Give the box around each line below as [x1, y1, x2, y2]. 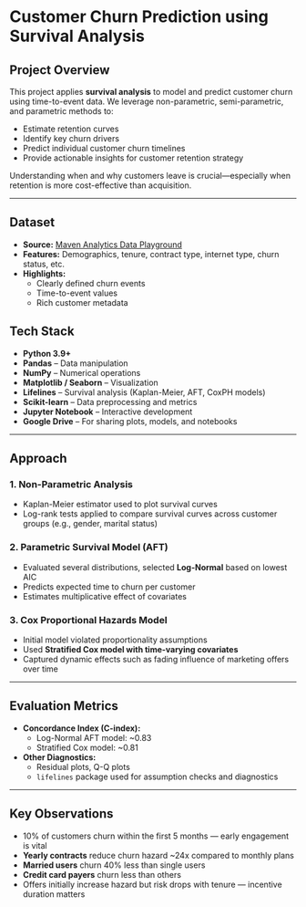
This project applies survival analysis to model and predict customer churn [9, 87, 293, 97]
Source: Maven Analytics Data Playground [22, 239, 182, 250]
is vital [22, 839, 47, 850]
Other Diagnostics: [22, 751, 97, 763]
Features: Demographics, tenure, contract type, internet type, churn [22, 248, 280, 259]
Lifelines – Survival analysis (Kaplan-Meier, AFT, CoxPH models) [22, 386, 266, 398]
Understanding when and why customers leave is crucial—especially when [9, 171, 291, 181]
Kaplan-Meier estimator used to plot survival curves [22, 499, 219, 510]
